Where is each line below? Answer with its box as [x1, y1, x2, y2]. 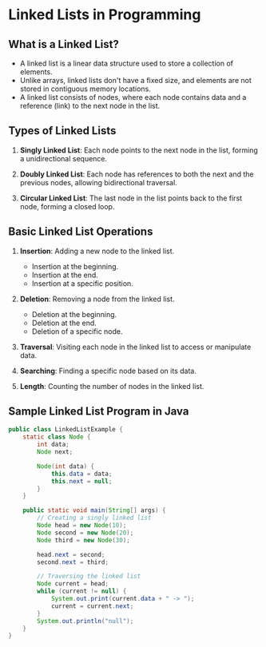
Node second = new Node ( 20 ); [37, 529, 134, 537]
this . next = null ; [50, 477, 113, 485]
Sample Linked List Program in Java [8, 405, 189, 419]
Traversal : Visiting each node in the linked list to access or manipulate [19, 342, 252, 351]
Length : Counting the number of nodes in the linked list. [19, 381, 204, 391]
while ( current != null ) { [37, 587, 127, 596]
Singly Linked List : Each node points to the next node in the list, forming [19, 145, 258, 155]
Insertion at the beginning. [31, 261, 119, 271]
